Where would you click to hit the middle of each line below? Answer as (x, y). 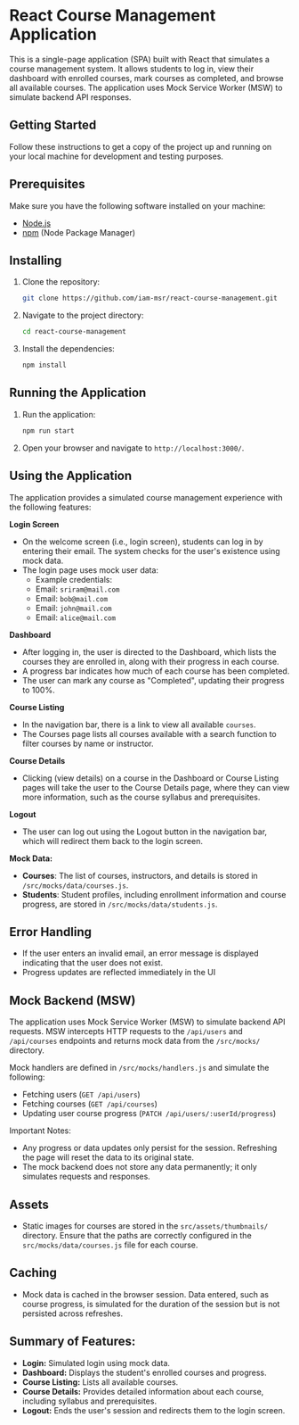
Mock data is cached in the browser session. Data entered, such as (145, 1294)
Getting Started (53, 125)
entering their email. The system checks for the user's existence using (151, 551)
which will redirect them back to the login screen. (112, 841)
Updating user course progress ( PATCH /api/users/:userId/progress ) (149, 1114)
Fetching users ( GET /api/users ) (81, 1095)
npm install (44, 365)
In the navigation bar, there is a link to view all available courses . (139, 725)
